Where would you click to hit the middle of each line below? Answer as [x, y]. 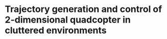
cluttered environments [56, 30]
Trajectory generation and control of [83, 9]
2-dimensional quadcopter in [68, 20]
